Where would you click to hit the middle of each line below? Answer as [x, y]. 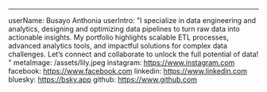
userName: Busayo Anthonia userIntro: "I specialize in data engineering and [132, 20]
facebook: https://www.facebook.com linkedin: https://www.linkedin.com [128, 71]
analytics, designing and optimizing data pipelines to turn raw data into [124, 29]
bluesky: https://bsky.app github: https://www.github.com [103, 79]
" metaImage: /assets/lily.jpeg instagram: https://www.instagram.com [122, 63]
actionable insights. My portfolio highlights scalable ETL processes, [118, 37]
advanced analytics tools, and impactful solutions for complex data [118, 46]
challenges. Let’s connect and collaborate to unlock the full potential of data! [133, 54]
